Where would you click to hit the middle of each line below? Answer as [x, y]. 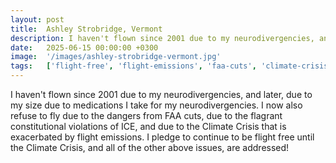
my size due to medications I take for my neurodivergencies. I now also [156, 105]
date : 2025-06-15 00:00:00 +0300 [84, 47]
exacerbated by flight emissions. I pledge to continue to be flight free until [162, 137]
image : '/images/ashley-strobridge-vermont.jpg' [116, 57]
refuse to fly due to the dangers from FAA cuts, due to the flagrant [146, 115]
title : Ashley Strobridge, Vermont [86, 29]
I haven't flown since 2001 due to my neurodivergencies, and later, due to [161, 94]
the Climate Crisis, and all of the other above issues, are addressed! [150, 147]
